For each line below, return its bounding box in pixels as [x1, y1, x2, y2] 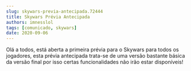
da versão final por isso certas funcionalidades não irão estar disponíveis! [6, 59, 184, 66]
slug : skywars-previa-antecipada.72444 [6, 8, 103, 15]
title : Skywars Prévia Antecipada [6, 14, 91, 20]
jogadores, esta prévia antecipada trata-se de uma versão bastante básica [6, 52, 185, 59]
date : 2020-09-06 [6, 30, 48, 36]
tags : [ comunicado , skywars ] [6, 24, 77, 31]
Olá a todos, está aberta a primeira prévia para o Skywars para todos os [6, 46, 179, 53]
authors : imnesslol [6, 19, 54, 25]
